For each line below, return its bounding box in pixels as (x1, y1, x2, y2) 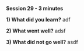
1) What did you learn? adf (6, 16, 71, 23)
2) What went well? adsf (6, 27, 66, 34)
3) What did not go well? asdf (6, 39, 79, 45)
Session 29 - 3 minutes (6, 5, 64, 12)
